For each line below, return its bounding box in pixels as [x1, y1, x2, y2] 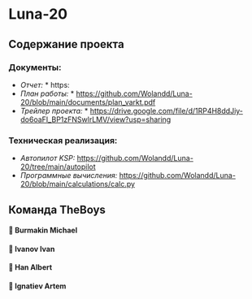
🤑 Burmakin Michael [8, 225, 78, 236]
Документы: [8, 62, 63, 73]
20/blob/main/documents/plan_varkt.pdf [20, 97, 156, 106]
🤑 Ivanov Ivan [8, 244, 55, 253]
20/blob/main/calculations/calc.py [20, 180, 136, 189]
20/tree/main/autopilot [20, 162, 96, 171]
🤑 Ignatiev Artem [8, 281, 67, 291]
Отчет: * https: [20, 80, 71, 89]
